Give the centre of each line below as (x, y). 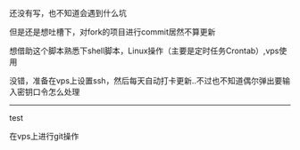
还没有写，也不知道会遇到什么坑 (68, 13)
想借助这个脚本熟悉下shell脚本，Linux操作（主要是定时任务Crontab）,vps (144, 51)
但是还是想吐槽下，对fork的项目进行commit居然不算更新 (112, 32)
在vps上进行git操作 (44, 136)
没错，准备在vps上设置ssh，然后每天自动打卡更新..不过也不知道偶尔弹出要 (146, 81)
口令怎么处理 (56, 92)
